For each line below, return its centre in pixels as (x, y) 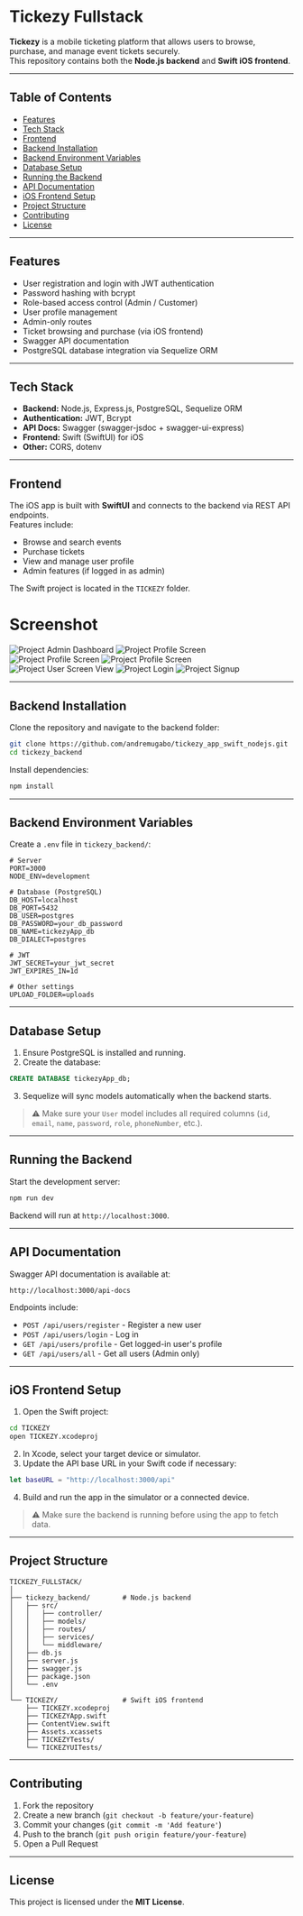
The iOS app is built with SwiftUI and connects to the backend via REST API (150, 506)
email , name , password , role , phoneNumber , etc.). (117, 1123)
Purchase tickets (54, 552)
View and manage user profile (78, 562)
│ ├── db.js (36, 1653)
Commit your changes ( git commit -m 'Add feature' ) (122, 1824)
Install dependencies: (49, 769)
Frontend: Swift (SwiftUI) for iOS (83, 437)
